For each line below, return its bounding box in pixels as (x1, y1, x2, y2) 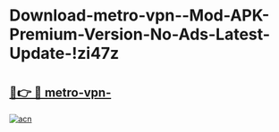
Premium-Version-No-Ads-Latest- (9, 24, 271, 45)
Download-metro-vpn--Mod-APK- (9, 5, 270, 26)
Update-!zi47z (9, 44, 120, 63)
